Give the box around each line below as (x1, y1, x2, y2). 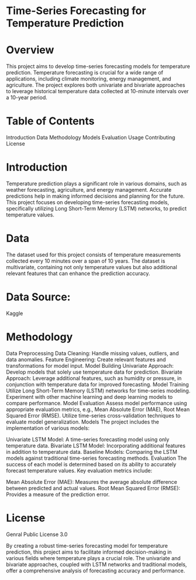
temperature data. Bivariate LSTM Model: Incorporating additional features (6, 442, 186, 449)
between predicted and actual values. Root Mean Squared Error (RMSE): (6, 484, 180, 491)
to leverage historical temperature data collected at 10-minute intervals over (6, 88, 189, 95)
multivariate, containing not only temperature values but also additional (6, 263, 177, 270)
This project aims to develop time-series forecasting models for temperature (6, 63, 190, 70)
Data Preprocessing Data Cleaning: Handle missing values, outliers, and (6, 350, 179, 357)
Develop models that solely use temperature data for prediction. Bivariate (6, 368, 183, 375)
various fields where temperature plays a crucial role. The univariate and (6, 554, 181, 561)
